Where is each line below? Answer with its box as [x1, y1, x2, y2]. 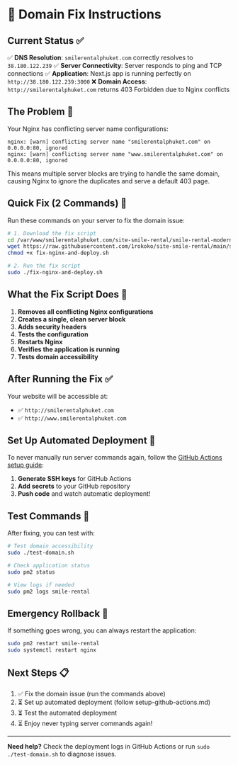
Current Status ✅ [7, 35, 84, 47]
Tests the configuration [17, 329, 89, 339]
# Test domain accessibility [7, 543, 93, 550]
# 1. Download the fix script [7, 229, 97, 237]
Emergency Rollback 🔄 [7, 607, 108, 619]
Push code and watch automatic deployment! [17, 489, 151, 498]
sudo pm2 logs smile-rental [7, 588, 91, 595]
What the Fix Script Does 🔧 [7, 288, 127, 300]
